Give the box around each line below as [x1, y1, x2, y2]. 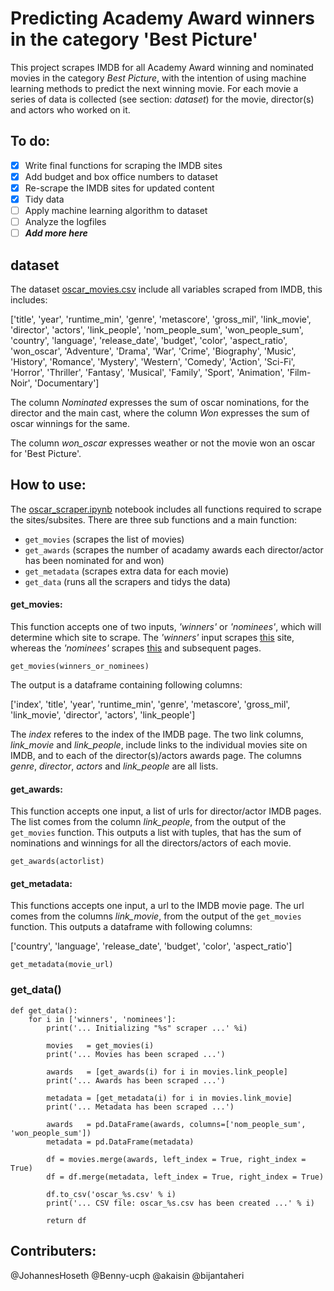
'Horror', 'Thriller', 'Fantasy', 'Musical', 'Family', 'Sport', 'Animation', [10, 367, 285, 378]
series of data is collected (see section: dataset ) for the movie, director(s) [10, 93, 315, 105]
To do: [10, 133, 51, 150]
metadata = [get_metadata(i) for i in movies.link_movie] [46, 1093, 293, 1103]
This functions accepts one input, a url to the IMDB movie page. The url [10, 900, 305, 912]
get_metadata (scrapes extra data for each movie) [24, 565, 230, 577]
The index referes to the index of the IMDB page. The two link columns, [10, 728, 304, 741]
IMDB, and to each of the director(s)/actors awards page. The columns [10, 750, 302, 762]
